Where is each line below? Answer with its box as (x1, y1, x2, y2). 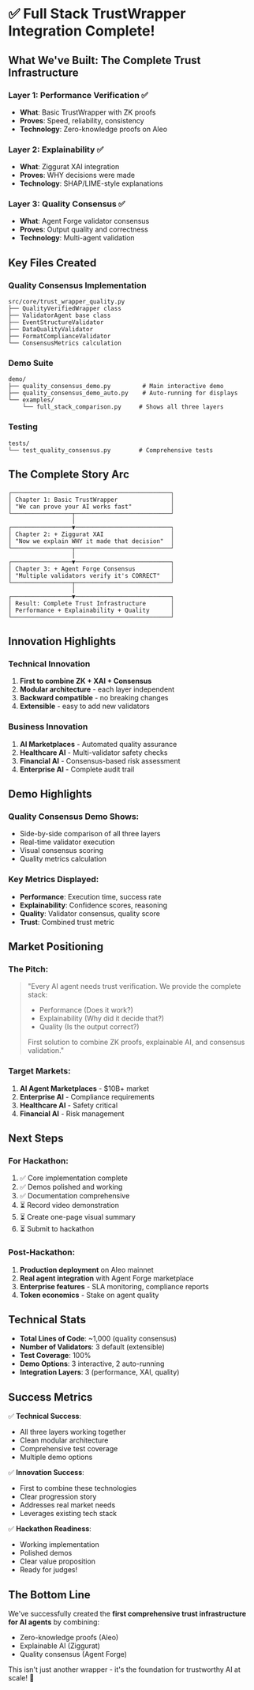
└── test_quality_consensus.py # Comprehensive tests (8, 446, 214, 455)
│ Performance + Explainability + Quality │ (8, 606, 175, 614)
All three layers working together (19, 1428, 126, 1437)
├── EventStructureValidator (8, 319, 104, 326)
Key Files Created (8, 256, 97, 270)
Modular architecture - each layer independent (19, 685, 175, 694)
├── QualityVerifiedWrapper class (8, 305, 122, 313)
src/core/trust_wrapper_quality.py (8, 298, 125, 306)
